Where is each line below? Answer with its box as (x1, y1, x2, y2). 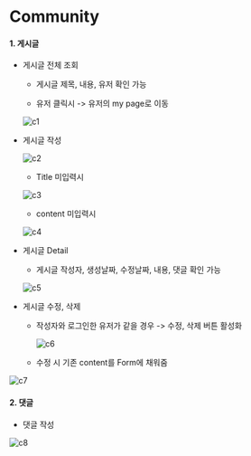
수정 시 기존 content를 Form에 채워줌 (35, 357, 169, 368)
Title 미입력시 (35, 172, 84, 183)
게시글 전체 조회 (22, 60, 79, 71)
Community (9, 6, 100, 27)
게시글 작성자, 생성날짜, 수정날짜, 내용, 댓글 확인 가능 (35, 264, 221, 275)
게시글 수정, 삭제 (22, 301, 81, 312)
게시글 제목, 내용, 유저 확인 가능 (35, 79, 147, 90)
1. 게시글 (9, 38, 40, 49)
